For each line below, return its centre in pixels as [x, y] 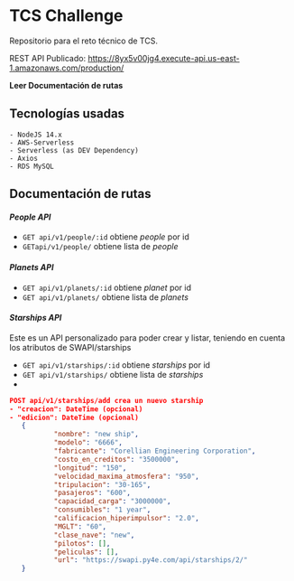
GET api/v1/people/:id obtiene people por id [106, 237]
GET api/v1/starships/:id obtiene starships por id [116, 365]
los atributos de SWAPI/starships [70, 347]
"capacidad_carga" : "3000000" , [112, 501]
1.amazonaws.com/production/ [67, 68]
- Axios [24, 158]
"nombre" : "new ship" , [96, 435]
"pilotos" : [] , [82, 543]
